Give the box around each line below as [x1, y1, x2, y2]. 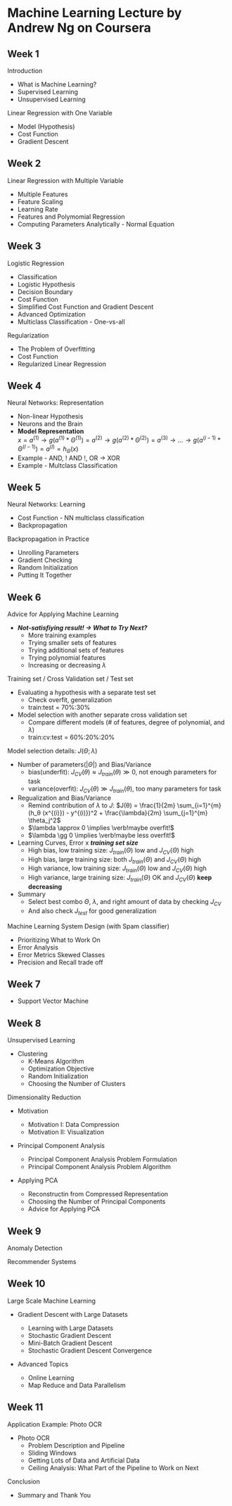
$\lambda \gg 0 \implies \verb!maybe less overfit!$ [27, 831, 176, 839]
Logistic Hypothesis [17, 280, 75, 288]
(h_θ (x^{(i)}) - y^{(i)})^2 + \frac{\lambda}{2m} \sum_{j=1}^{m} [27, 808, 209, 817]
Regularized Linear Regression [17, 359, 107, 368]
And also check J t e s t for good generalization [27, 906, 157, 917]
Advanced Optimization [17, 310, 86, 318]
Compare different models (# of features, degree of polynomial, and [27, 718, 225, 727]
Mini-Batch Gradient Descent [27, 1339, 112, 1347]
